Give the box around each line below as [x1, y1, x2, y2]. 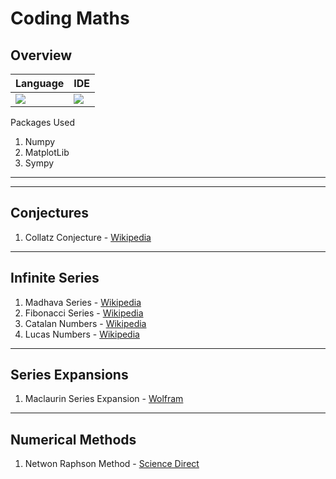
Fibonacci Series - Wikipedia [24, 307, 144, 319]
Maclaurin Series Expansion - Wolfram [24, 393, 184, 405]
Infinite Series [10, 270, 100, 287]
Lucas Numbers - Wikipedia [24, 328, 140, 340]
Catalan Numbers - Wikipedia [24, 317, 147, 329]
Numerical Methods [10, 431, 137, 448]
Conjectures [10, 205, 90, 222]
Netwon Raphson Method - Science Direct [24, 458, 200, 470]
